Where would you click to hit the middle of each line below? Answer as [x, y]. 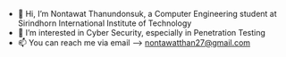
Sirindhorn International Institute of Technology [105, 23]
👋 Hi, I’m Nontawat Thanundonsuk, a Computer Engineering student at [147, 14]
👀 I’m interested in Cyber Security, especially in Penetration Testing [142, 33]
